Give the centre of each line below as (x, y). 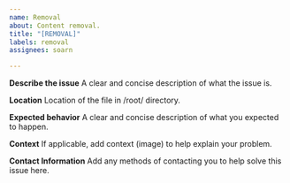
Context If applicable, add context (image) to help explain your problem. (141, 144)
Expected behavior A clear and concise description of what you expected (144, 118)
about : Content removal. (55, 26)
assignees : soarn (41, 50)
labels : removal (39, 42)
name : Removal (35, 17)
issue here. (30, 171)
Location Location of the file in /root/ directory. (95, 100)
